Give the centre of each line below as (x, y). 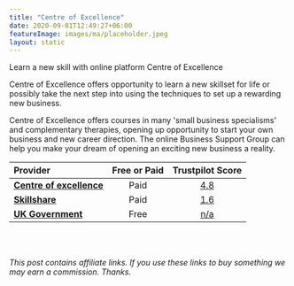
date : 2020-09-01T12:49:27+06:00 (71, 26)
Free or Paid (138, 171)
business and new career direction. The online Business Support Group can (147, 139)
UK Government (48, 214)
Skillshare (35, 200)
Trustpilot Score (207, 171)
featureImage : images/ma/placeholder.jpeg (89, 34)
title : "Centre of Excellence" (67, 17)
